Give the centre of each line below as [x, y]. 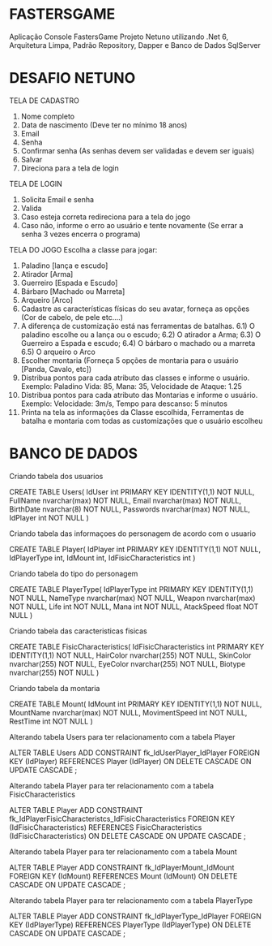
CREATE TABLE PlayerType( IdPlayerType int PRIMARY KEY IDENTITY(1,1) [132, 589]
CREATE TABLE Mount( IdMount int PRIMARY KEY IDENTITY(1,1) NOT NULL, [136, 704]
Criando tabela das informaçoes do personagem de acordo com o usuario [133, 533]
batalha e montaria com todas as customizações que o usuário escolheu [142, 421]
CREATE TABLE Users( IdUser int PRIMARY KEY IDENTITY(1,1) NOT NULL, [132, 491]
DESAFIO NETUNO [72, 78]
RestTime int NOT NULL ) [51, 721]
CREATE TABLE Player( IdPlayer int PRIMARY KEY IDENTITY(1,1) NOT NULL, [135, 549]
